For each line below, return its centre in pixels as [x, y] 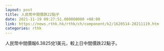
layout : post [19, 10]
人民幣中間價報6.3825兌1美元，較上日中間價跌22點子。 [63, 43]
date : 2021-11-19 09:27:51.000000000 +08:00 [53, 19]
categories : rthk [23, 28]
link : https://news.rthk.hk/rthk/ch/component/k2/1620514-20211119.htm [82, 24]
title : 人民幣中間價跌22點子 [32, 14]
